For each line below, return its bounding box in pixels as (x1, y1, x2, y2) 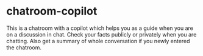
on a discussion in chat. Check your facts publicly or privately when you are (6, 30, 197, 38)
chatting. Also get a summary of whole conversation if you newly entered (6, 37, 190, 44)
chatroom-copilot (6, 4, 98, 18)
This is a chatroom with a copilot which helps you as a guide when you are (6, 24, 193, 32)
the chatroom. (6, 44, 41, 51)
